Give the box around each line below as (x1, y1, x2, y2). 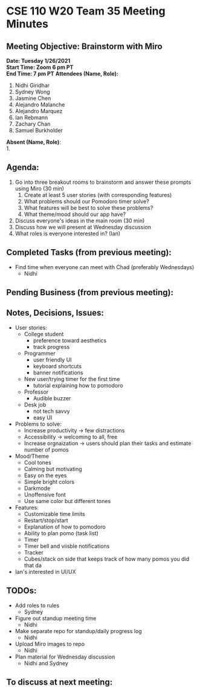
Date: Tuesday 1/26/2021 (6, 57, 71, 64)
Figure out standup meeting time (15, 614, 97, 622)
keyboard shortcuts (33, 362, 82, 369)
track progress (33, 343, 70, 350)
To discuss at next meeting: (6, 677, 113, 688)
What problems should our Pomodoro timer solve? (24, 198, 149, 205)
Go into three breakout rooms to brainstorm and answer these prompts (15, 178, 192, 186)
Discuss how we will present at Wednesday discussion (15, 223, 151, 230)
